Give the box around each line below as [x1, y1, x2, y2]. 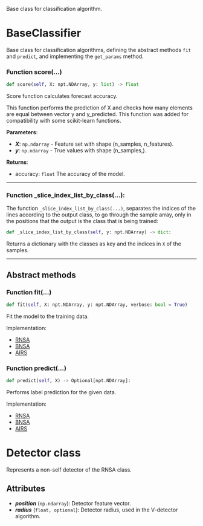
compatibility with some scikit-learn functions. [6, 117, 122, 125]
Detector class [6, 446, 81, 460]
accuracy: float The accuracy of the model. [14, 170, 125, 178]
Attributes [6, 484, 45, 494]
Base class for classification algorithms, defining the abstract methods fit [6, 46, 192, 53]
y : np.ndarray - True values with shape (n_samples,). [14, 147, 147, 154]
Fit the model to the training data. [6, 313, 89, 320]
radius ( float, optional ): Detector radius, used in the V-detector [14, 506, 178, 513]
